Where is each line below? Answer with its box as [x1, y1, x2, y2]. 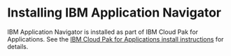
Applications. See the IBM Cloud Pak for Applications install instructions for [7, 35, 224, 43]
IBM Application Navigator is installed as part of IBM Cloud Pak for [7, 28, 198, 36]
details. [7, 42, 29, 50]
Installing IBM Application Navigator [7, 5, 222, 21]
